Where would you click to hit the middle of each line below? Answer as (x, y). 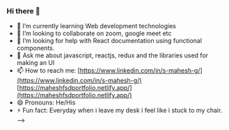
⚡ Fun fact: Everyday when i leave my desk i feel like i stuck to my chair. (119, 111)
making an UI (35, 63)
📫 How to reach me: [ (48, 71)
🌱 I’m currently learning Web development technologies (96, 26)
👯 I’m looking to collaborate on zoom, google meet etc (94, 33)
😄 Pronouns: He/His (46, 102)
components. (35, 48)
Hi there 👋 (24, 11)
